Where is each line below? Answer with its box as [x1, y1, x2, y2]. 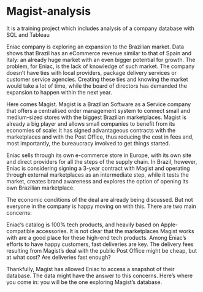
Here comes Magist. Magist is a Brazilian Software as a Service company [6, 100, 191, 108]
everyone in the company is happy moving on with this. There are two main [6, 202, 196, 210]
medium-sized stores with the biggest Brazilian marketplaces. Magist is [6, 113, 187, 121]
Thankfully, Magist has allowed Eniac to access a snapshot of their [6, 265, 175, 272]
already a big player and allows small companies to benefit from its [6, 120, 175, 127]
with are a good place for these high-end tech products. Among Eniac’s [6, 234, 187, 241]
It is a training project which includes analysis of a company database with [6, 25, 194, 32]
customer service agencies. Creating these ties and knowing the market [6, 75, 188, 83]
